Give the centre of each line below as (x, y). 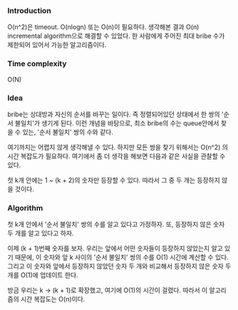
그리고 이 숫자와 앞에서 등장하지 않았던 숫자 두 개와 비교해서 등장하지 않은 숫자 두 (119, 267)
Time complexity (37, 64)
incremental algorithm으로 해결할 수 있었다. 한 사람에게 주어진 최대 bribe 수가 (116, 36)
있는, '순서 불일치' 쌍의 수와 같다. (68, 132)
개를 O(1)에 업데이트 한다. (43, 275)
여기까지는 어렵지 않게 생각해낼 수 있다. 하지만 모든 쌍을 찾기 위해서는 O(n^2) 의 (118, 147)
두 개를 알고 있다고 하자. (41, 233)
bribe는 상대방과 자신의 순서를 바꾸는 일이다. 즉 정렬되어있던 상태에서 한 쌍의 (114, 114)
